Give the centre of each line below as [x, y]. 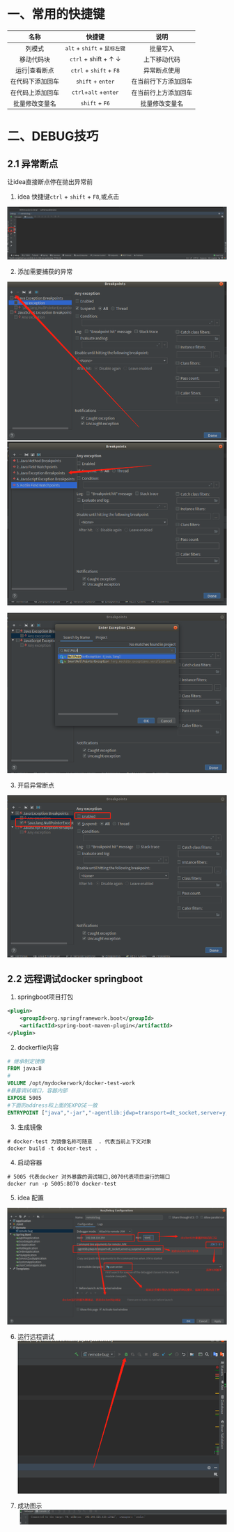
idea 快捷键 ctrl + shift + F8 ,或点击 [68, 197]
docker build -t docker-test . [53, 1148]
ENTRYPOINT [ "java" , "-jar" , [48, 1112]
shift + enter [95, 81]
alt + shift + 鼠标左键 [95, 48]
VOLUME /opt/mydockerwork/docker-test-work [71, 1083]
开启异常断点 [36, 786]
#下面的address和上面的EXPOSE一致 [53, 1105]
